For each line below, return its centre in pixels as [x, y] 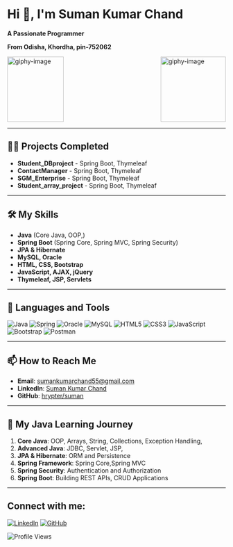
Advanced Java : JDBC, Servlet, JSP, [70, 448]
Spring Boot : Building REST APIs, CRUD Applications [93, 478]
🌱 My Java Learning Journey [70, 424]
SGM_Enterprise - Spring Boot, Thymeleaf [78, 178]
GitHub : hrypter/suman [50, 396]
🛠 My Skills [33, 215]
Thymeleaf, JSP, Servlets [54, 279]
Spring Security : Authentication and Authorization [89, 471]
